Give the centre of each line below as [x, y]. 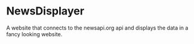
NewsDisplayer [45, 11]
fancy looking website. [34, 34]
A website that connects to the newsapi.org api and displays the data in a [97, 28]
